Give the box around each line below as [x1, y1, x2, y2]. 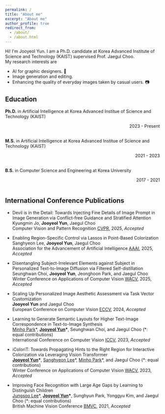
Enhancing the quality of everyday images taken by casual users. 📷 [12, 79, 150, 85]
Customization [12, 296, 42, 302]
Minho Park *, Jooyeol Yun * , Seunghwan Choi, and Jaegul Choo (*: [12, 326, 148, 332]
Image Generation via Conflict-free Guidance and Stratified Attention [12, 215, 151, 221]
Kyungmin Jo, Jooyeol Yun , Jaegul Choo [12, 220, 96, 226]
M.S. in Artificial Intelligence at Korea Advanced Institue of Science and [5, 138, 150, 143]
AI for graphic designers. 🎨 [12, 68, 67, 74]
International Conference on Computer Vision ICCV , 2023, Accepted [12, 337, 150, 343]
